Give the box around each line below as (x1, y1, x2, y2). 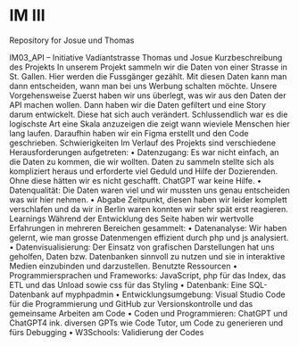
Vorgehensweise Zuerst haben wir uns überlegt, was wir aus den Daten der (9, 90, 287, 101)
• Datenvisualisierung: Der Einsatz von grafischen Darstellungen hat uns (9, 242, 275, 252)
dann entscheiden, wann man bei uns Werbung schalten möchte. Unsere (9, 80, 278, 91)
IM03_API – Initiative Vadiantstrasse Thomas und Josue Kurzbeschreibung (9, 52, 283, 62)
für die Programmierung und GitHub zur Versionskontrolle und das (9, 298, 253, 309)
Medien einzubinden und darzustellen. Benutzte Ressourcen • (9, 260, 238, 271)
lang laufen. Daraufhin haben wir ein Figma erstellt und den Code (9, 128, 249, 138)
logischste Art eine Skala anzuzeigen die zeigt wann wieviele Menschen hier (9, 118, 290, 129)
